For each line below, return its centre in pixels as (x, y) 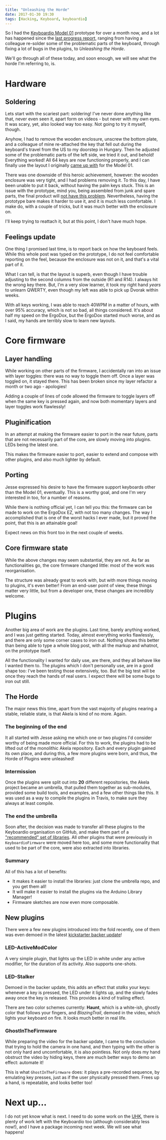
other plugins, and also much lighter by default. (53, 459)
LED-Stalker (20, 977)
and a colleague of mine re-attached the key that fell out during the (73, 145)
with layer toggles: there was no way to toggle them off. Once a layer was (80, 376)
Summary (17, 861)
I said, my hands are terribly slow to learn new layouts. (61, 321)
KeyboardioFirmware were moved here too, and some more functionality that (82, 843)
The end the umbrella (31, 816)
